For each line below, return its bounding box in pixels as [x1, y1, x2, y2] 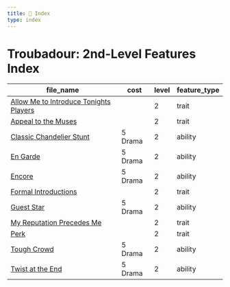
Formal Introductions [10, 187, 77, 196]
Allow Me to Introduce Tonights [10, 97, 111, 106]
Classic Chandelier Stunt [10, 132, 90, 141]
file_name [46, 85, 79, 95]
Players [10, 106, 35, 115]
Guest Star [10, 203, 45, 212]
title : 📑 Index [7, 10, 51, 17]
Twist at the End [10, 264, 62, 274]
